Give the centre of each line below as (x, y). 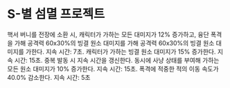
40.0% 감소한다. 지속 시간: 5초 (49, 77)
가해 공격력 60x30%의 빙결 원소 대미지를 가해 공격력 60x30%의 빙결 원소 (114, 43)
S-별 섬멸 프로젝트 (56, 14)
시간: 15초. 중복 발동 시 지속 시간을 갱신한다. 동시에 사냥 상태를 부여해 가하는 (117, 60)
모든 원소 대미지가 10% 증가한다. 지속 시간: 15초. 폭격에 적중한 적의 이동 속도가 (113, 69)
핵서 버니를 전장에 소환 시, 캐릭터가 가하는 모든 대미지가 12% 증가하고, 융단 (108, 34)
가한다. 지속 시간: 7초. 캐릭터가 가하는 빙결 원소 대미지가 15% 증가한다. (121, 52)
